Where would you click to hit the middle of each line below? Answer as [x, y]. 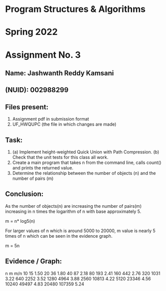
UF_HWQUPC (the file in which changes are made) [64, 124]
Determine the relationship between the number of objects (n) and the [84, 173]
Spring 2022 [32, 32]
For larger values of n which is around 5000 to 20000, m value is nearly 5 [80, 231]
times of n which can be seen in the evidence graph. [59, 236]
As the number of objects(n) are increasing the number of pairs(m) [73, 206]
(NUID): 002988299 [37, 90]
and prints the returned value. [43, 167]
